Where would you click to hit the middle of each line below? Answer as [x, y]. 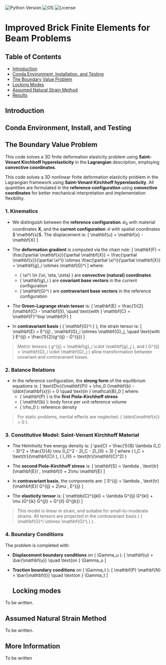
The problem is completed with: [38, 545]
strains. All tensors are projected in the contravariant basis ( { [80, 516]
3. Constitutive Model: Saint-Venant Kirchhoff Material [72, 435]
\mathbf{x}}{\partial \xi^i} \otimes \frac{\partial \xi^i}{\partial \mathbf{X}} [86, 260]
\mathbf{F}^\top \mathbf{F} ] [42, 316]
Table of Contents [33, 57]
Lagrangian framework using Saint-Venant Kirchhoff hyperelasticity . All [80, 182]
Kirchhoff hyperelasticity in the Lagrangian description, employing [90, 162]
